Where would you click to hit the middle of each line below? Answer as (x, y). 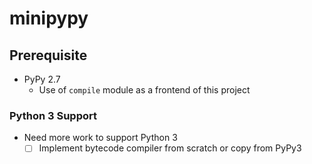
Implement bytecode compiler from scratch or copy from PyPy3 (170, 148)
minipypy (49, 18)
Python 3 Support (53, 115)
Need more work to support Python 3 (100, 138)
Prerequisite (48, 55)
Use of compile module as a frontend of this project (144, 90)
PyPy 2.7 (42, 79)
